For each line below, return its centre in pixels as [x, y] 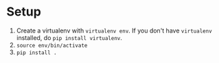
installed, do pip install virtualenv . [69, 37]
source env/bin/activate [52, 45]
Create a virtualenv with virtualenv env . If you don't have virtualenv [114, 30]
